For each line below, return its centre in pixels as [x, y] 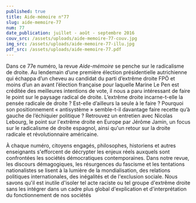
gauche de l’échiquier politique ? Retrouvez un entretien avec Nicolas [89, 116]
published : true [26, 11]
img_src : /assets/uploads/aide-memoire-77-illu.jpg [70, 44]
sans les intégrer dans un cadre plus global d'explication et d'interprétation [97, 189]
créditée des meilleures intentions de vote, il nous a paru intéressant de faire [98, 90]
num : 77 [16, 28]
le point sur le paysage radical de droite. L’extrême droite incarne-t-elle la [94, 97]
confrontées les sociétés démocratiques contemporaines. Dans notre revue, [98, 157]
